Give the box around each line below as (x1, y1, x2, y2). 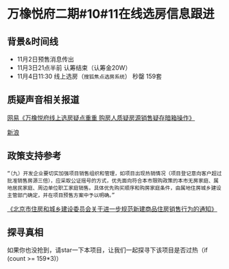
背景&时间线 (7, 36, 59, 47)
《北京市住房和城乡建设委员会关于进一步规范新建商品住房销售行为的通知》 (7, 205, 217, 213)
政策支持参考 (7, 150, 62, 162)
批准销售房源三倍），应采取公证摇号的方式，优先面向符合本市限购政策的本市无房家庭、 (7, 177, 214, 184)
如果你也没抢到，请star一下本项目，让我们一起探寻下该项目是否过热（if (7, 246, 208, 254)
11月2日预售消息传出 (16, 55, 74, 63)
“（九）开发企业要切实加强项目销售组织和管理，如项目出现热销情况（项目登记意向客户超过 (7, 170, 222, 177)
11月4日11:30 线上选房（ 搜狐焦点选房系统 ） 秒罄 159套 (16, 73, 162, 80)
